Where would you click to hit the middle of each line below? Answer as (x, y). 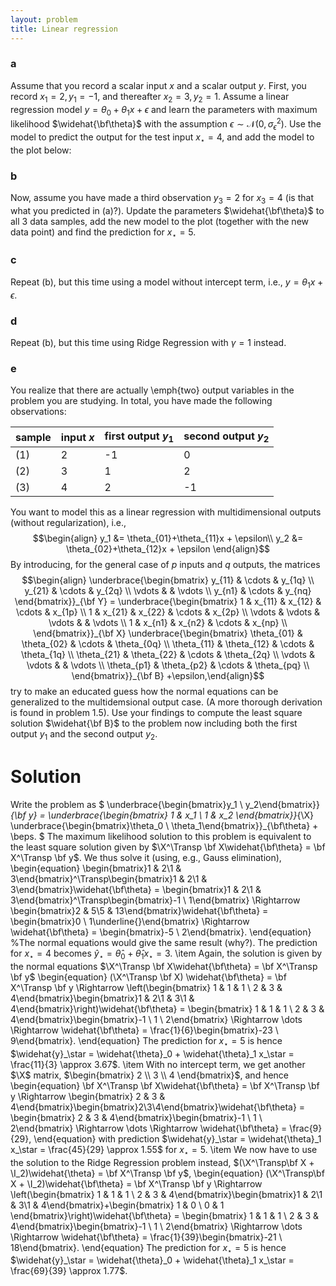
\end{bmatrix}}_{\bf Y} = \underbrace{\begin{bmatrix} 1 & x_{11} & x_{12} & (168, 602)
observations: (38, 412)
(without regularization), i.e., (68, 523)
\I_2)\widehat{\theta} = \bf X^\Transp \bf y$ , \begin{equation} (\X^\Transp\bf (167, 1173)
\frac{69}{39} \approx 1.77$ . (69, 1271)
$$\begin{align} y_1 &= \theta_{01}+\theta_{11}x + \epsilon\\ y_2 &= (168, 538)
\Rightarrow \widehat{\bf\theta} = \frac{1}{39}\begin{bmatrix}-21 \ (146, 1237)
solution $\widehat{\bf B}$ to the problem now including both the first (154, 723)
